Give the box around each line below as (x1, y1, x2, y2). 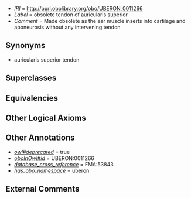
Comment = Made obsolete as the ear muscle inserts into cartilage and (13, 18, 186, 24)
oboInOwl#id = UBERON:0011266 (13, 155, 95, 162)
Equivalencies (5, 93, 58, 103)
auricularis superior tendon (13, 56, 80, 63)
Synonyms (5, 40, 46, 50)
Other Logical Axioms (5, 112, 86, 122)
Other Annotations (5, 133, 75, 143)
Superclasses (5, 73, 57, 83)
